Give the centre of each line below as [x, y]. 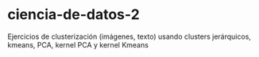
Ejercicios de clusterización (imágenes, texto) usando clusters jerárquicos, [129, 36]
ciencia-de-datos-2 [73, 15]
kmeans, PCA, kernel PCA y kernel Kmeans [78, 44]
